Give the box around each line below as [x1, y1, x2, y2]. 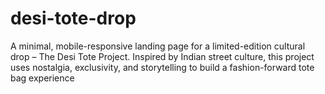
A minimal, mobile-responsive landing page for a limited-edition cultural [10, 40, 306, 52]
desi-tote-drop [10, 7, 137, 30]
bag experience [10, 72, 75, 84]
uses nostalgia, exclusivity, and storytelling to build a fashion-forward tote [10, 61, 315, 73]
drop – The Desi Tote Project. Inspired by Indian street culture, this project [10, 50, 315, 62]
